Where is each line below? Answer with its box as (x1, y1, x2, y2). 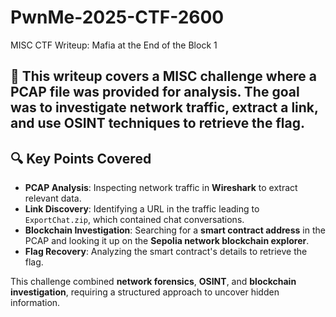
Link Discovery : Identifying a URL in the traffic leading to (24, 203, 260, 215)
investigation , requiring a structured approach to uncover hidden (10, 286, 280, 298)
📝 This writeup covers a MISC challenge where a (10, 68, 317, 85)
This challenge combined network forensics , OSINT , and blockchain (10, 276, 297, 288)
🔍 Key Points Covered (10, 150, 152, 167)
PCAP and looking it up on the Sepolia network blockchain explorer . (24, 235, 310, 247)
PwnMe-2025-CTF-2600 (10, 6, 225, 29)
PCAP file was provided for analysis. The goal (10, 84, 300, 101)
